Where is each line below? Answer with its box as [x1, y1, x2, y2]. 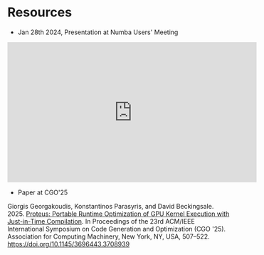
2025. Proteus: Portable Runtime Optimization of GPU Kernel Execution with [7, 209, 230, 218]
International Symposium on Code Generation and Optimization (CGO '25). [7, 224, 226, 233]
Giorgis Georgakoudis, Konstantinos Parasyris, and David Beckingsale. [7, 202, 214, 210]
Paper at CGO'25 [17, 188, 68, 197]
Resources [7, 4, 73, 21]
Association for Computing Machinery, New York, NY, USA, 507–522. [7, 232, 210, 241]
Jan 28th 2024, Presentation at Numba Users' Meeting [17, 28, 179, 36]
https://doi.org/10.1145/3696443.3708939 [7, 239, 130, 248]
